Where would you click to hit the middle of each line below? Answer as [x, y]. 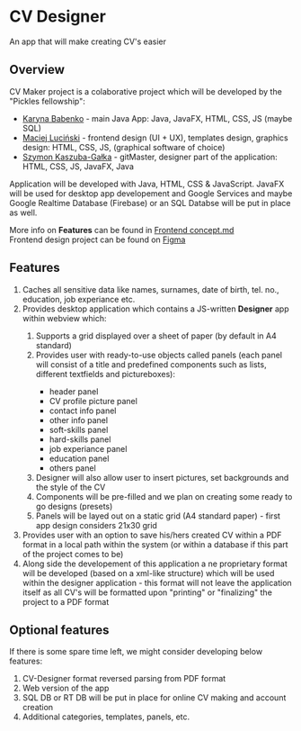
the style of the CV [71, 487]
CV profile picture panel [93, 401]
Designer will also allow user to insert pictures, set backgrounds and [162, 477]
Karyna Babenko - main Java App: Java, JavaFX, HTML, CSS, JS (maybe [157, 118]
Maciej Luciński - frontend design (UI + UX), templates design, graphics [155, 138]
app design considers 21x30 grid [96, 525]
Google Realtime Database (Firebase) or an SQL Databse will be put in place [150, 203]
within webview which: [64, 318]
